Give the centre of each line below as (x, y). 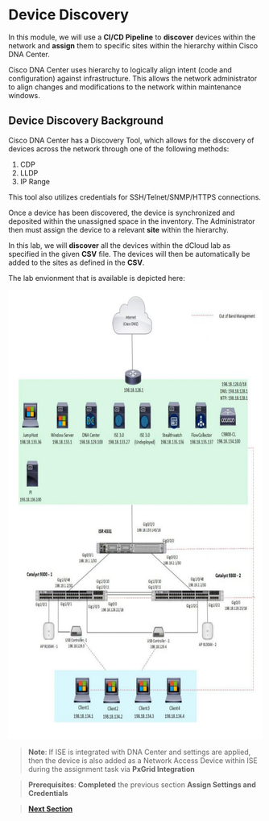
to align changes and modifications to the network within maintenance (125, 87)
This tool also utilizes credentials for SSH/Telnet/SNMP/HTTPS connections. (135, 197)
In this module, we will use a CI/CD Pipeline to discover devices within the (132, 37)
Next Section (50, 809)
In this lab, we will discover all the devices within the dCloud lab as (120, 245)
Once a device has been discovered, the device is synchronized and (122, 212)
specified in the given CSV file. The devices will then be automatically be (129, 254)
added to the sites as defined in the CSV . (77, 262)
